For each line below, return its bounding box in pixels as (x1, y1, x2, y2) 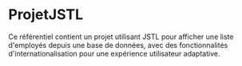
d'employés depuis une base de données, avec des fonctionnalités (8, 40, 228, 49)
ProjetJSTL (8, 6, 84, 24)
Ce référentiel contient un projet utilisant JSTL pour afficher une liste (8, 32, 234, 41)
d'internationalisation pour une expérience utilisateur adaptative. (8, 49, 220, 58)
